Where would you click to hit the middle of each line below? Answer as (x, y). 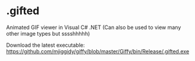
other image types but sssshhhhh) (48, 33)
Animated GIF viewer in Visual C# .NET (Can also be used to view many (94, 27)
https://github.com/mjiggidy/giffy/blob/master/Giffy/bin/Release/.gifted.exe (98, 51)
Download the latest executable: (45, 45)
